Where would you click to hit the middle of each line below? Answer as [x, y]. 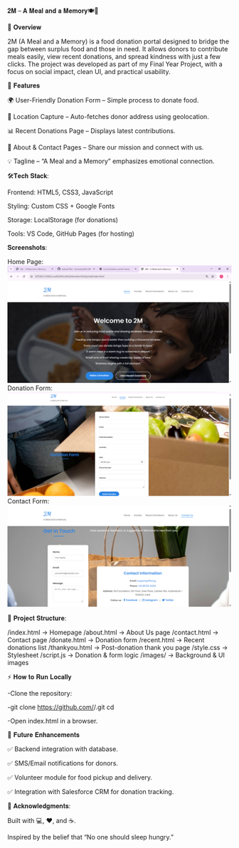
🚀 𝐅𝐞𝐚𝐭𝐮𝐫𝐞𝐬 [24, 85]
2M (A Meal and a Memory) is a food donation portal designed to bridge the [118, 41]
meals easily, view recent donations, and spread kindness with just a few [114, 57]
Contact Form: [28, 501]
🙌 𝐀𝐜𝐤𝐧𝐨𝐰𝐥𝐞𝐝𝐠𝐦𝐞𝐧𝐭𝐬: [39, 806]
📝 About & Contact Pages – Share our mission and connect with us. [106, 147]
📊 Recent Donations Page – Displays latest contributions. [91, 131]
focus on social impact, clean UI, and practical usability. [89, 72]
